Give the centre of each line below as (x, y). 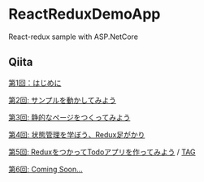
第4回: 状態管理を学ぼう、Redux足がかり (77, 134)
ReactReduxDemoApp (85, 14)
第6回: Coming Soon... (46, 169)
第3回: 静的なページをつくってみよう (69, 117)
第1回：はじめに (35, 83)
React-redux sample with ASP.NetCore (73, 37)
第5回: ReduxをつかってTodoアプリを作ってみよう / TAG (102, 152)
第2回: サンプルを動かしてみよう (62, 100)
